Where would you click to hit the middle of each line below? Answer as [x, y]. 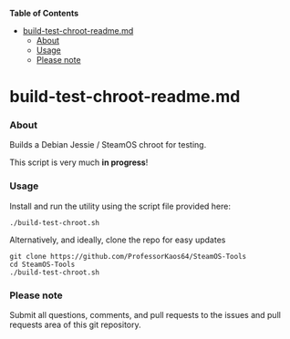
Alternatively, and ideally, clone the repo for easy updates [118, 240]
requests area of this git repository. [75, 325]
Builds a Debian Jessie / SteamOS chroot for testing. [108, 145]
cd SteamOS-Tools [42, 264]
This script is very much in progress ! [79, 162]
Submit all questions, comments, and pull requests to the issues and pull [145, 315]
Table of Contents [44, 13]
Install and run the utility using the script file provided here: [120, 206]
